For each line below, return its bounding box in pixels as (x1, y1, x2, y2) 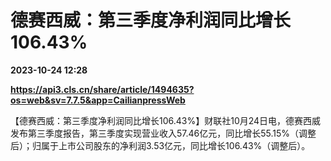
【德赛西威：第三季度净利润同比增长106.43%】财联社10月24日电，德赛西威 (10, 114, 322, 126)
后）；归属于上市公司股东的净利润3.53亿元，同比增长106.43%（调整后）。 (10, 139, 311, 151)
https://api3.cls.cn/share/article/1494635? (10, 83, 195, 95)
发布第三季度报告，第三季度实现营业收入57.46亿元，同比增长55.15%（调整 (10, 127, 317, 139)
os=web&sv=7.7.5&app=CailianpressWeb (10, 94, 186, 106)
